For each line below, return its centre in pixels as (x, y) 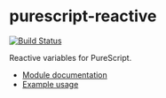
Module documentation (65, 75)
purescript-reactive (83, 16)
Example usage (50, 84)
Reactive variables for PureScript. (71, 57)
